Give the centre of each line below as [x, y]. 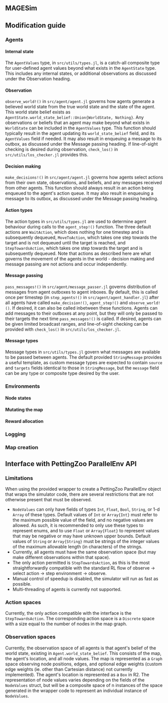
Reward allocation [24, 421]
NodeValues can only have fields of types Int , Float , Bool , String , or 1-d [86, 509]
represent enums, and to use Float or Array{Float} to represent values [86, 531]
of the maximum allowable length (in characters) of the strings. [77, 547]
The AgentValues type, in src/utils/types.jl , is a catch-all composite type [82, 63]
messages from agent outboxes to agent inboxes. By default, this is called [81, 292]
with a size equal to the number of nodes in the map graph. [66, 624]
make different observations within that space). [61, 557]
